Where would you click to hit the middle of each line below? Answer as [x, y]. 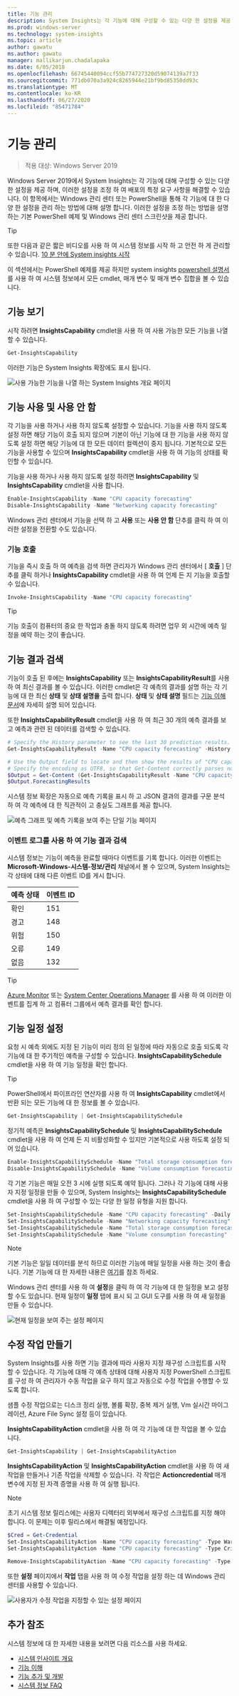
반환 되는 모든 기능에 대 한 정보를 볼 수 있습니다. [74, 1102]
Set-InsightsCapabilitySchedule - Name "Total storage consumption [108, 1228]
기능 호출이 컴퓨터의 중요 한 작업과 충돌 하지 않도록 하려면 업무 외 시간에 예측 [113, 626]
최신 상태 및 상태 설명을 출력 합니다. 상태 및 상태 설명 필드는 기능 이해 [131, 696]
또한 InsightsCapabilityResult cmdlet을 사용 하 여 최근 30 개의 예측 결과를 [113, 720]
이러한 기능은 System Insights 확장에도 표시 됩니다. [79, 367]
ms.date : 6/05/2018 [36, 67]
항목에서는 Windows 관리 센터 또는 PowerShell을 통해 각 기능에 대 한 [126, 198]
